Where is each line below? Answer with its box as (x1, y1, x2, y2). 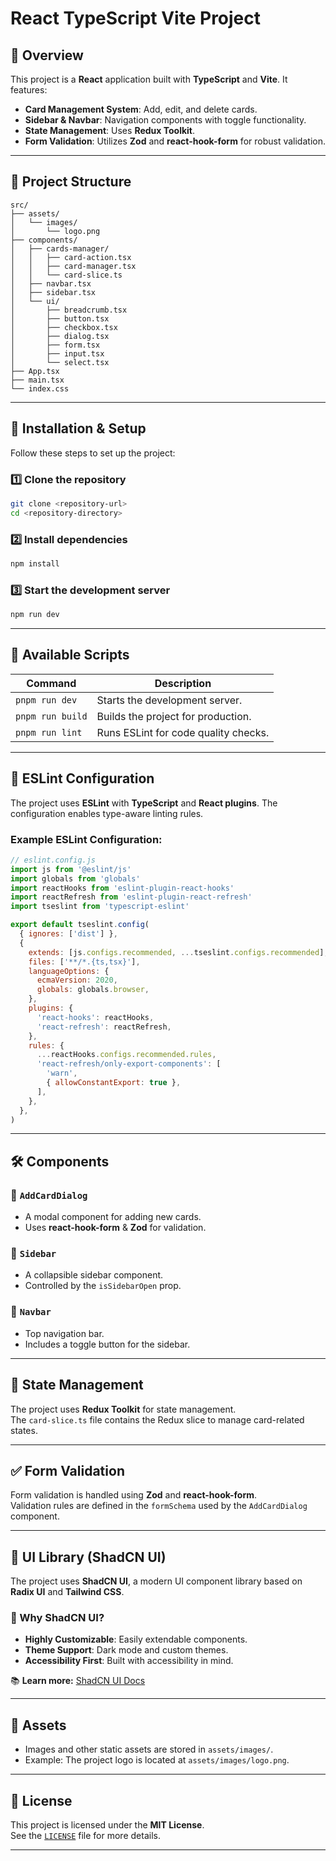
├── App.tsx (10, 366, 60, 376)
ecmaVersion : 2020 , (36, 975, 118, 986)
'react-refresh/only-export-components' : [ (36, 1059, 222, 1069)
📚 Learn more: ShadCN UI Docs (10, 1675, 146, 1687)
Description (154, 676, 212, 690)
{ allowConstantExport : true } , (46, 1078, 182, 1088)
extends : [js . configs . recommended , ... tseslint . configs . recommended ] (28, 947, 325, 957)
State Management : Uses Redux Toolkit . (24, 125, 196, 136)
